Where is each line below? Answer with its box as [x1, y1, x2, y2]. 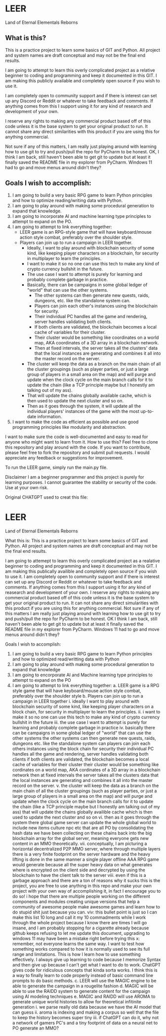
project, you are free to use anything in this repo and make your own [12, 883, 152, 889]
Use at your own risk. [5, 484, 48, 490]
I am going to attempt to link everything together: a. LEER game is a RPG [12, 682, 160, 688]
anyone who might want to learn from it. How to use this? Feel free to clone [5, 439, 158, 445]
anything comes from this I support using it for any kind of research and [5, 103, 152, 109]
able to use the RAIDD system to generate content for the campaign [12, 988, 151, 994]
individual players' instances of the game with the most [27, 408, 140, 414]
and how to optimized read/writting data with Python [12, 656, 120, 662]
